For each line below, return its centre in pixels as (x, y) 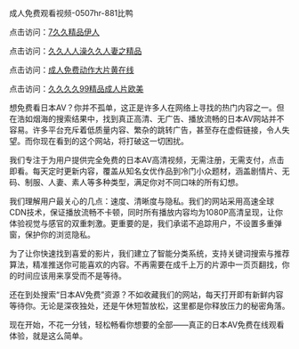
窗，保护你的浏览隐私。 (52, 235)
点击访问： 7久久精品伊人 (54, 32)
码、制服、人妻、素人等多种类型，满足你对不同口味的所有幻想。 (126, 182)
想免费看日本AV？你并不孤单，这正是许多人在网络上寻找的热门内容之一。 (143, 108)
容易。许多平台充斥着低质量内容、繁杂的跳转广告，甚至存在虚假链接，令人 (145, 130)
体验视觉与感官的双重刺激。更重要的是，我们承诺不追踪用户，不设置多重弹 (145, 223)
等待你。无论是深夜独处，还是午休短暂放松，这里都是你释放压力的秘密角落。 (149, 306)
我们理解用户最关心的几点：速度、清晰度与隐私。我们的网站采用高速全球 (141, 201)
